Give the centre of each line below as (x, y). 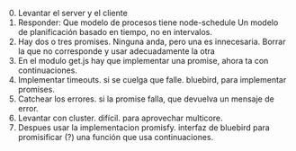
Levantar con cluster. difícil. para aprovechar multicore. (120, 118)
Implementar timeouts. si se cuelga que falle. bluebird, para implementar (152, 80)
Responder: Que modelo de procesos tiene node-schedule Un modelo (148, 22)
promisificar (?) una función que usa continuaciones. (116, 137)
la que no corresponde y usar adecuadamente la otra (117, 51)
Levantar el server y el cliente (72, 13)
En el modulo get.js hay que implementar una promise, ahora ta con (143, 61)
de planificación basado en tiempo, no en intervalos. (115, 32)
